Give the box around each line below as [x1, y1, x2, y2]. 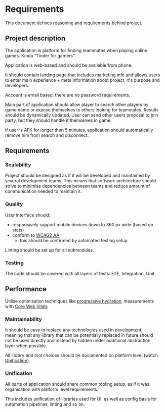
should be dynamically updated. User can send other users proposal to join [5, 112, 158, 118]
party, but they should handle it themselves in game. [5, 117, 112, 123]
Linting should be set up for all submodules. [5, 247, 94, 253]
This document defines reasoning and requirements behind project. [5, 20, 143, 26]
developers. [5, 82, 30, 88]
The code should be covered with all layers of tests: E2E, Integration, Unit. [5, 271, 156, 277]
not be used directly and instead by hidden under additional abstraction [5, 338, 151, 344]
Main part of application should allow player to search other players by [5, 102, 149, 107]
